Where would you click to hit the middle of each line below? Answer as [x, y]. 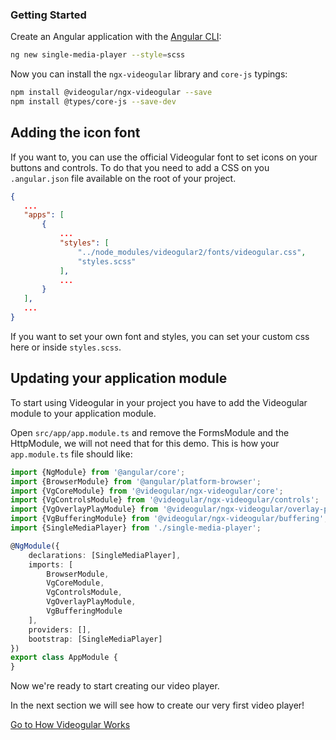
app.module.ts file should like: [71, 454]
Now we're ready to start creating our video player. [115, 686]
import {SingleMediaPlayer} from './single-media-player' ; [136, 528]
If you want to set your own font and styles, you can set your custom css [160, 336]
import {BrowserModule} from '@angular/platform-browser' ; [136, 481]
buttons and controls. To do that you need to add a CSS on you [140, 167]
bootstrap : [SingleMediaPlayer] [95, 639]
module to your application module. [83, 413]
